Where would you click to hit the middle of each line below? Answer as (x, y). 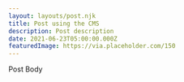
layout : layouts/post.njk (52, 16)
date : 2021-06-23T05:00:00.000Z (63, 39)
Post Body (26, 69)
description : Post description (61, 31)
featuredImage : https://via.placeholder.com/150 (92, 46)
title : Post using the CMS (54, 24)
